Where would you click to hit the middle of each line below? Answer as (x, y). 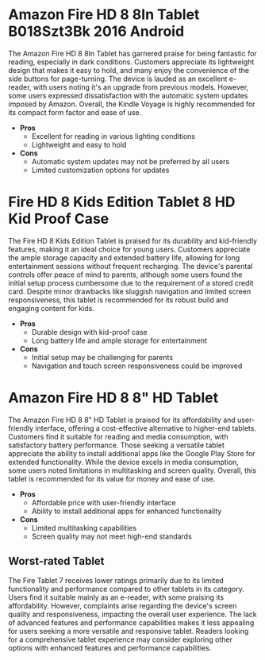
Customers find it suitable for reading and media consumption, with (118, 436)
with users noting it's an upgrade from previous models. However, (141, 87)
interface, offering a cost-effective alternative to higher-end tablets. (146, 428)
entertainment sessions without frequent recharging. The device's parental (131, 266)
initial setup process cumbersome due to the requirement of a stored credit (131, 282)
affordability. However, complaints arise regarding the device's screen (123, 605)
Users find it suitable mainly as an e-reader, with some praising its (116, 597)
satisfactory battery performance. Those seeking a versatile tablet (116, 445)
